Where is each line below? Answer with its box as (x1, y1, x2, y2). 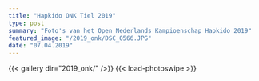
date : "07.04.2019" (8, 42, 74, 50)
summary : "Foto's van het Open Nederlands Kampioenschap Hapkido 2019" (8, 26, 252, 34)
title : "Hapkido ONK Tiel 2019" (8, 11, 116, 20)
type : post (8, 19, 45, 27)
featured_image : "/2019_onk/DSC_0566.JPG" (8, 34, 152, 43)
